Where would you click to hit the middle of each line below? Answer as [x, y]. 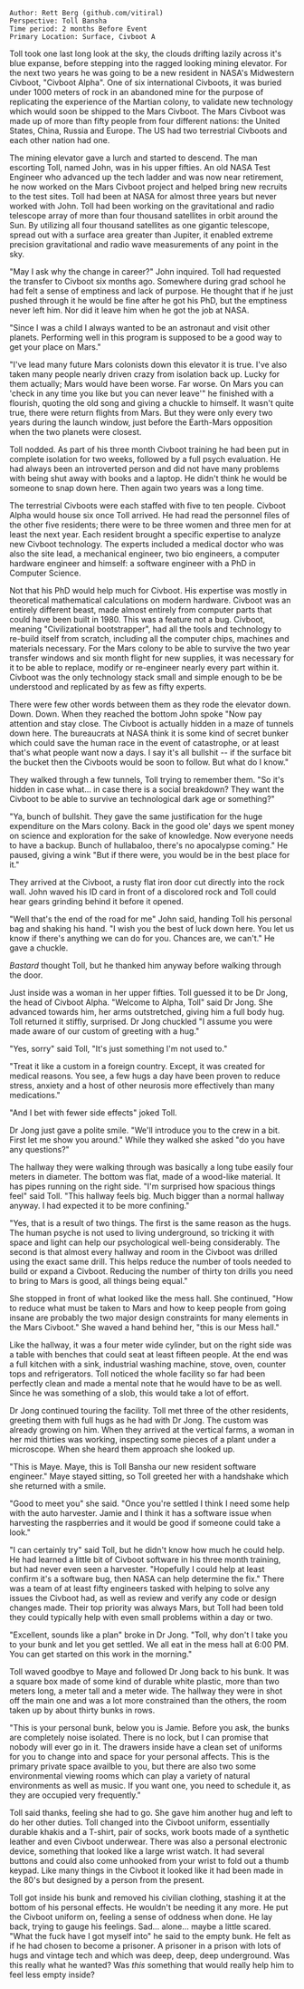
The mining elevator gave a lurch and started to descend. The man [133, 158]
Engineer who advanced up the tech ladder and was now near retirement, [147, 177]
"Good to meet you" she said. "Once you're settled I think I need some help [149, 1503]
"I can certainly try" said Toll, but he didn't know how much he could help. [147, 1550]
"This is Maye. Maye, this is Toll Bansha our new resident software [133, 1467]
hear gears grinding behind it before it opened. [96, 901]
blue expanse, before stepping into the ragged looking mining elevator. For [148, 63]
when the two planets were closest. [76, 432]
